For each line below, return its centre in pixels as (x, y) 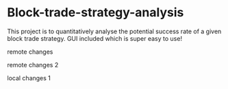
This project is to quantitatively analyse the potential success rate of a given (114, 31)
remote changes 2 (33, 65)
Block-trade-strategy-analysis (96, 13)
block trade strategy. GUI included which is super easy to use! (95, 38)
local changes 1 (29, 78)
